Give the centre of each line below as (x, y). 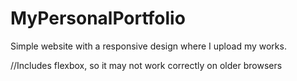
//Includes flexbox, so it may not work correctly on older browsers (146, 65)
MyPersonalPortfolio (98, 18)
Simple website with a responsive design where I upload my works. (148, 46)
